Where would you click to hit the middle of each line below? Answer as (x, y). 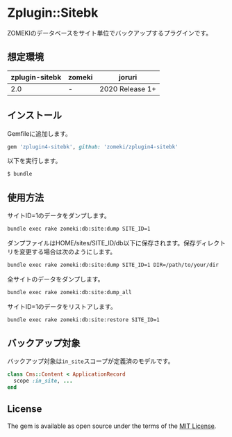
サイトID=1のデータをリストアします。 (62, 306)
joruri (128, 77)
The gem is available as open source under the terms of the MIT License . (112, 426)
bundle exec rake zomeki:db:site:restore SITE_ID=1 (83, 320)
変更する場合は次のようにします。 (68, 252)
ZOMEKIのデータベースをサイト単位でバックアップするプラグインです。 (110, 33)
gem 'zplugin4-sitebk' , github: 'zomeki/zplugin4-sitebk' (93, 147)
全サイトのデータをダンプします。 (56, 279)
